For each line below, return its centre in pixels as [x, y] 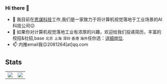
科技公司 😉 [23, 26]
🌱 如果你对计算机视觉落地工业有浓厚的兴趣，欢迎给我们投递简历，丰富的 [87, 32]
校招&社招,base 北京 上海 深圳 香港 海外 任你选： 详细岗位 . [68, 38]
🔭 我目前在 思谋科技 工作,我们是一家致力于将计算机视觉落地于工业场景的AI [87, 19]
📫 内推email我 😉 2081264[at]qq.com [50, 44]
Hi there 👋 [17, 8]
